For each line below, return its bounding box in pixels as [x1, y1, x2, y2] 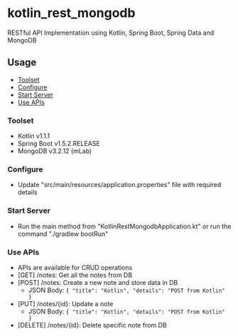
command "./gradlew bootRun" [17, 229, 109, 238]
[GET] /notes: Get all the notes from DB [17, 271, 133, 279]
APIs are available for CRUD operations [17, 263, 133, 271]
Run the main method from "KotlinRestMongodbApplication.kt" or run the [17, 222, 232, 230]
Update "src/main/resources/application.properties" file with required [17, 181, 222, 189]
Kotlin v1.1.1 [17, 132, 50, 140]
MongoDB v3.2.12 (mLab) [17, 147, 92, 155]
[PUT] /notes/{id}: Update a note [17, 299, 114, 308]
